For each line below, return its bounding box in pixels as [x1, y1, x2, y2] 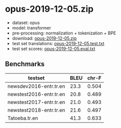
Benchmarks [5, 60, 45, 68]
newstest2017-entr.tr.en [7, 99, 65, 105]
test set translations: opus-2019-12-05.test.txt [12, 40, 104, 46]
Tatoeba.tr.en [7, 114, 38, 121]
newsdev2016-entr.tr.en [7, 82, 65, 89]
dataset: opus [12, 20, 40, 26]
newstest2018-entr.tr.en [7, 106, 65, 113]
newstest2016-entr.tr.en [7, 91, 65, 98]
